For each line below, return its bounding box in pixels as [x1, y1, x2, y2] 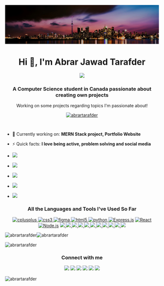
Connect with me [61, 254, 103, 261]
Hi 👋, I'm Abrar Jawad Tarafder [19, 56, 145, 68]
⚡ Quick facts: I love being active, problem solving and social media [12, 141, 151, 147]
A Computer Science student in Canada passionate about [12, 85, 152, 92]
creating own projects [55, 92, 109, 98]
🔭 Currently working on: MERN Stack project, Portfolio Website [12, 131, 141, 137]
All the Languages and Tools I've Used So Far [27, 206, 137, 213]
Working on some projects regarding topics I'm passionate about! [16, 103, 148, 109]
